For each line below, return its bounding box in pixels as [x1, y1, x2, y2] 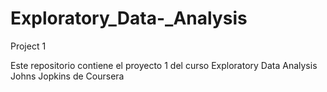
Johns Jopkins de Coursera [10, 70, 125, 82]
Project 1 [10, 40, 47, 52]
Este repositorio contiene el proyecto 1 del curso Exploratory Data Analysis [10, 59, 318, 71]
